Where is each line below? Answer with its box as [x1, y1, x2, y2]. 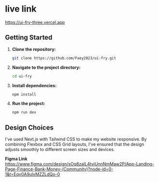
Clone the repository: [12, 46, 56, 52]
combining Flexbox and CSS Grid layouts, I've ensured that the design [5, 141, 145, 147]
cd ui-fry [12, 74, 32, 78]
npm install [12, 92, 36, 97]
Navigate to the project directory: [12, 64, 81, 70]
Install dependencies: [12, 82, 57, 88]
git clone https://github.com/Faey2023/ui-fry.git [12, 56, 116, 61]
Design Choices [5, 123, 54, 132]
